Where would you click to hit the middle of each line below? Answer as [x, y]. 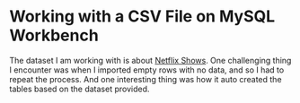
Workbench [54, 35]
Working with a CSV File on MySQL [142, 17]
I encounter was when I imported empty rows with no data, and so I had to [147, 70]
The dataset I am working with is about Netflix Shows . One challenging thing [150, 60]
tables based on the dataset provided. [79, 89]
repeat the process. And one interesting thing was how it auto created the [146, 79]
